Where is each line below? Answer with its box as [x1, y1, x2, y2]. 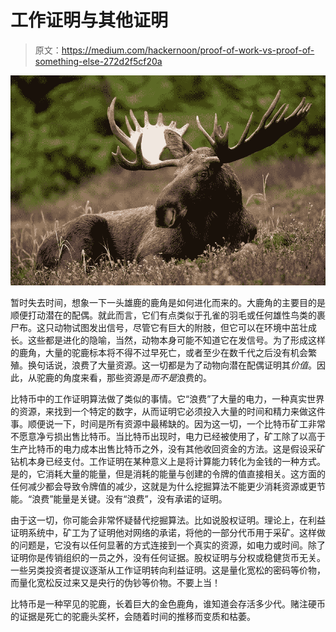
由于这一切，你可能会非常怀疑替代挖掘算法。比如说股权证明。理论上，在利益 [10, 514, 326, 526]
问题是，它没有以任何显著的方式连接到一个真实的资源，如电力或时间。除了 [18, 539, 326, 551]
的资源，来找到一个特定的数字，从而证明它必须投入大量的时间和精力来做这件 [10, 405, 326, 417]
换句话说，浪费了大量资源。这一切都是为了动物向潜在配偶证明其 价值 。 [27, 359, 317, 371]
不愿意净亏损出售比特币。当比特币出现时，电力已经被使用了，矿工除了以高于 [10, 430, 326, 442]
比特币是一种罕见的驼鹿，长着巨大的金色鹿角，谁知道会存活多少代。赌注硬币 [10, 597, 326, 610]
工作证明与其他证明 [10, 9, 169, 32]
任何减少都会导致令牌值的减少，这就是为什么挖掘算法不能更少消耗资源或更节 [10, 480, 326, 492]
